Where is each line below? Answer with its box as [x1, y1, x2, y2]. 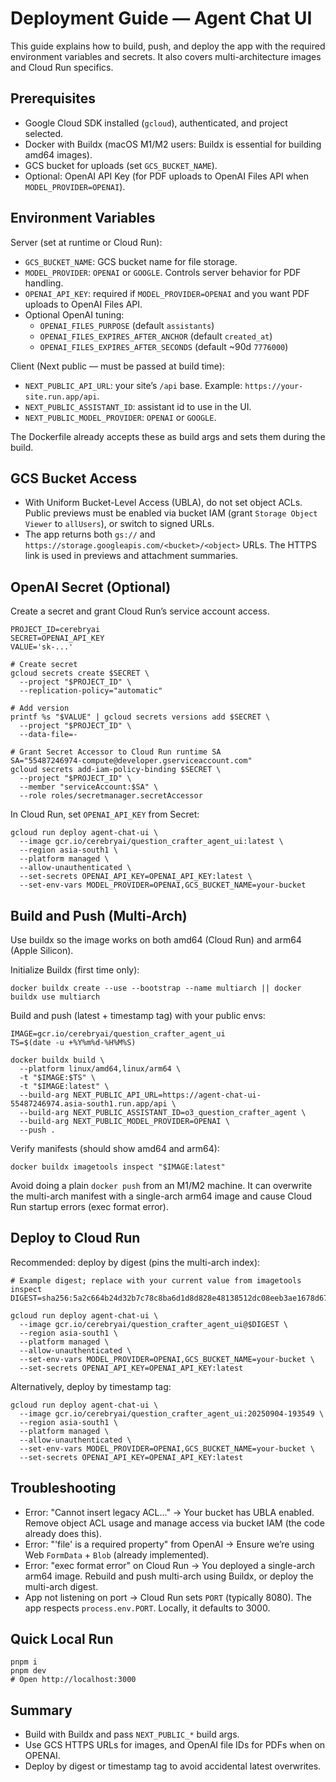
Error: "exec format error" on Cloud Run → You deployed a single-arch [24, 1559, 315, 1571]
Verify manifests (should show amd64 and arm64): [10, 1143, 220, 1154]
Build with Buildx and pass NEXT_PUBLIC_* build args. [24, 1728, 240, 1741]
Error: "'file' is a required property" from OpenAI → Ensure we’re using [24, 1538, 315, 1550]
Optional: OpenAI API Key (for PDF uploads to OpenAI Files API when [24, 170, 309, 182]
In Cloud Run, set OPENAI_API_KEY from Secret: [10, 808, 200, 821]
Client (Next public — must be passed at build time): [10, 360, 226, 372]
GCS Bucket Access [10, 470, 138, 487]
